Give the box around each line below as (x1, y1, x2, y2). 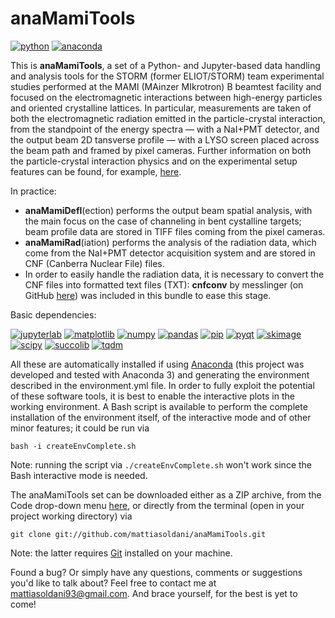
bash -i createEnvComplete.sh (10, 441, 137, 451)
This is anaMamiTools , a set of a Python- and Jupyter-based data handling (10, 59, 321, 71)
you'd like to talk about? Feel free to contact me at (10, 577, 217, 589)
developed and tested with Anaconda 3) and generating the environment (10, 368, 310, 381)
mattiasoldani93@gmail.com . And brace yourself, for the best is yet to (10, 587, 298, 599)
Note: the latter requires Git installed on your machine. (10, 547, 233, 559)
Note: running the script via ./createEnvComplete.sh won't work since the (10, 458, 312, 471)
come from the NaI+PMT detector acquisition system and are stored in (24, 247, 316, 259)
